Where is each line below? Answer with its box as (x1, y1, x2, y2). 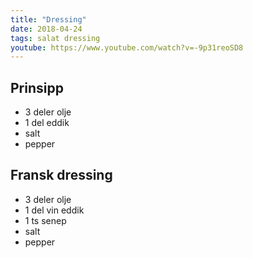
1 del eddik (24, 117, 70, 129)
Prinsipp (10, 79, 64, 96)
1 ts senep (24, 214, 67, 226)
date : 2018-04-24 (10, 24, 83, 34)
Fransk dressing (10, 167, 113, 184)
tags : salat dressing (10, 33, 101, 43)
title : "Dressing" (10, 14, 87, 25)
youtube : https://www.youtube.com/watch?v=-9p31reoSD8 (10, 42, 244, 53)
